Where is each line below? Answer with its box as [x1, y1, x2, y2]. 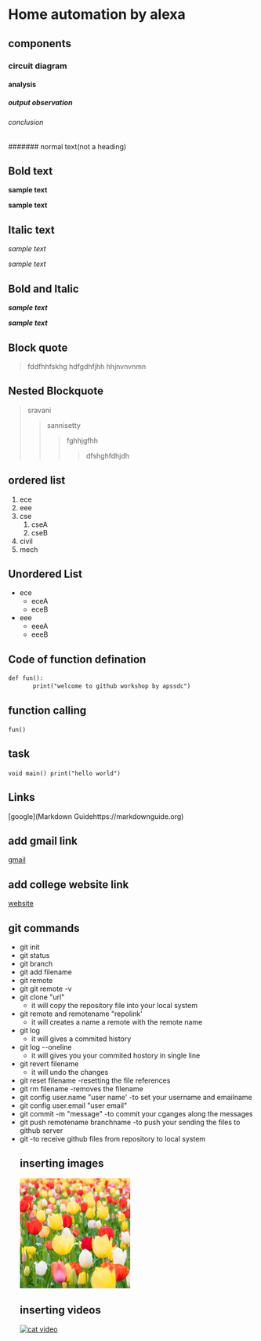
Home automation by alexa [8, 5, 186, 24]
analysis [8, 80, 37, 90]
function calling [8, 703, 87, 717]
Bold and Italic [8, 282, 80, 295]
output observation [8, 97, 73, 107]
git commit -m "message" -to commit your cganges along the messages [19, 1109, 253, 1119]
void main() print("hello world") [8, 769, 121, 777]
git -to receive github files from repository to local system [19, 1135, 206, 1144]
